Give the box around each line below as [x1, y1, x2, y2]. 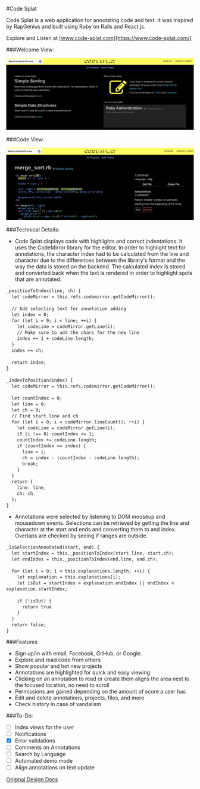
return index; [11, 359, 46, 366]
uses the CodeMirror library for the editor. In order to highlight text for [14, 244, 186, 251]
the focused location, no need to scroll [14, 681, 110, 688]
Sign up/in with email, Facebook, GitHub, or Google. [14, 649, 142, 657]
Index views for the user [14, 723, 74, 731]
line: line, [17, 484, 46, 491]
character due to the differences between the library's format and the [14, 256, 186, 264]
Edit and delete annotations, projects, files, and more [14, 694, 145, 701]
